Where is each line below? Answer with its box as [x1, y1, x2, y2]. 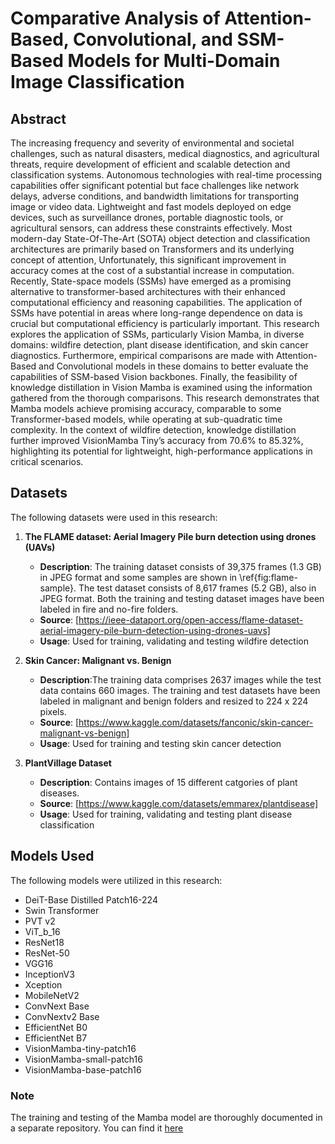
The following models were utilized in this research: [10, 874, 223, 886]
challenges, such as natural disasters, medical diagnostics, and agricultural [10, 148, 320, 159]
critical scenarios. [10, 456, 84, 467]
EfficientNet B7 [24, 1032, 88, 1044]
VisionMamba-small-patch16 [24, 1053, 143, 1065]
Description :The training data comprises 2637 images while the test [39, 673, 322, 686]
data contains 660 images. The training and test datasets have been [39, 684, 321, 696]
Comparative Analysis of [10, 7, 221, 30]
